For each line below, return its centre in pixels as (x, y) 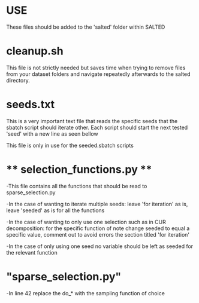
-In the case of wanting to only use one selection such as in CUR (86, 222)
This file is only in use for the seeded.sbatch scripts (70, 145)
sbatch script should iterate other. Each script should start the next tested (97, 127)
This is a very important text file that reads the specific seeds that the (92, 121)
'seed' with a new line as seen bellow (52, 134)
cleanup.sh (35, 51)
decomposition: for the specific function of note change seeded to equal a (98, 228)
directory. (18, 80)
